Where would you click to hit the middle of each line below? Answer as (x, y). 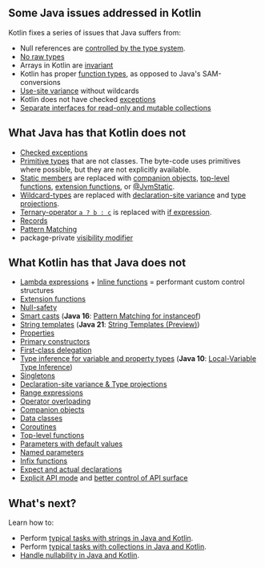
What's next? (42, 503)
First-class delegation (56, 350)
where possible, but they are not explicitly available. (105, 169)
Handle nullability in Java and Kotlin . (80, 555)
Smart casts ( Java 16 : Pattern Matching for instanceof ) (110, 316)
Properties (37, 333)
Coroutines (38, 427)
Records (34, 221)
